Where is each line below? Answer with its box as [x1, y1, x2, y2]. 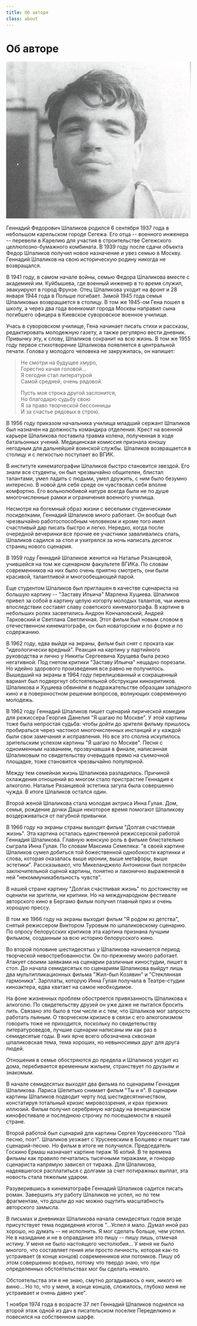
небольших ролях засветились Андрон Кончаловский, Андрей [6, 610, 163, 617]
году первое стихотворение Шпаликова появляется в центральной [6, 341, 175, 348]
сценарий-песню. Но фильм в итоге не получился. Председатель [6, 1142, 171, 1149]
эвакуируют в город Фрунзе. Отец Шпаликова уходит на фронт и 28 [6, 286, 178, 293]
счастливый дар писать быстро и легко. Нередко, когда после [6, 524, 163, 531]
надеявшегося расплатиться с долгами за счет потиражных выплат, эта [6, 1167, 188, 1174]
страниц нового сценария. [6, 543, 73, 550]
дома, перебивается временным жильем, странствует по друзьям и [6, 1063, 179, 1070]
